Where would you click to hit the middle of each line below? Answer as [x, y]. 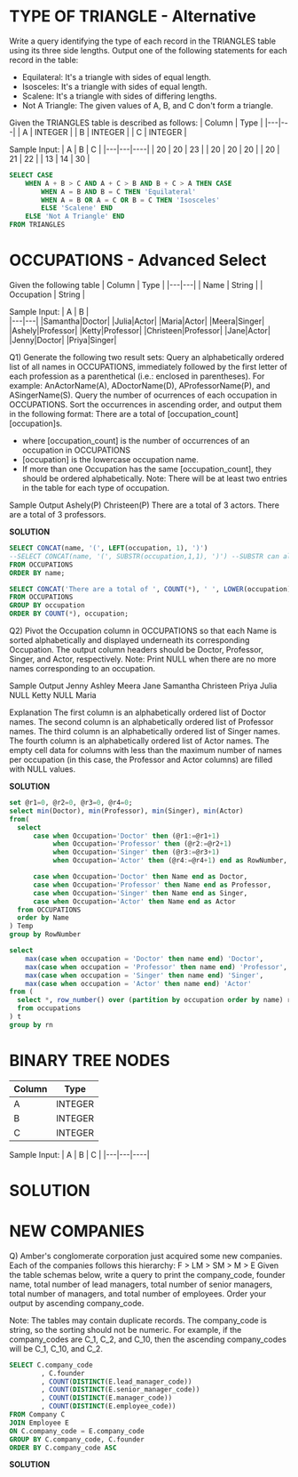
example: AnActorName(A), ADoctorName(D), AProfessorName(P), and [140, 385]
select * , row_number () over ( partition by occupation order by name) [150, 1000]
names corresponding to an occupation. [82, 668]
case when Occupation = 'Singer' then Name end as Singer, [140, 893]
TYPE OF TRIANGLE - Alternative [133, 16]
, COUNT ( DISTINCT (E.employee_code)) [109, 1407]
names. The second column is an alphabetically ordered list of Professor [141, 722]
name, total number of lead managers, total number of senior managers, [141, 1284]
